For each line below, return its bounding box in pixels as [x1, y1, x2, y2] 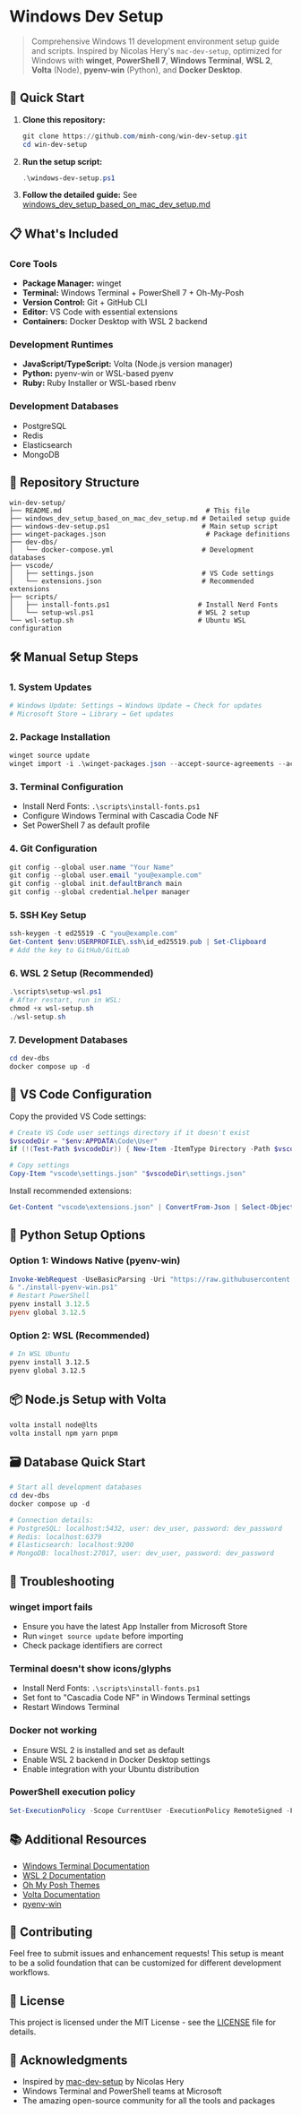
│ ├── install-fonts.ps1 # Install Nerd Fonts [9, 600, 279, 610]
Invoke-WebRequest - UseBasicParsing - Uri [9, 1275, 167, 1284]
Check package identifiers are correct [21, 1639, 163, 1650]
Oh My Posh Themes [21, 1879, 100, 1890]
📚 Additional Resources [9, 1832, 148, 1847]
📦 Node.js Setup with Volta [9, 1392, 167, 1407]
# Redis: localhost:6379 [9, 1532, 102, 1542]
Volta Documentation [21, 1888, 100, 1900]
